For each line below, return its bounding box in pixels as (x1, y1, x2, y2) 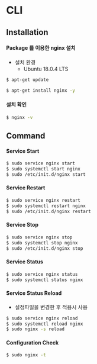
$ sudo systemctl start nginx (6, 166, 81, 172)
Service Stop (6, 221, 39, 228)
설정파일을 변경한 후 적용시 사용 (14, 303, 88, 311)
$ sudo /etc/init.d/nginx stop (6, 245, 83, 252)
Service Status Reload (6, 289, 62, 297)
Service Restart (6, 184, 46, 191)
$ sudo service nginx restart (6, 198, 81, 204)
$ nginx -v (6, 114, 33, 120)
